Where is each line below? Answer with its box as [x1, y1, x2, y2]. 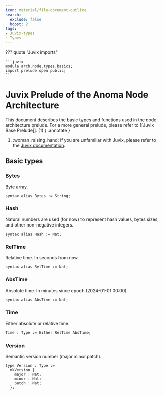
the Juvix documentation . [12, 142, 66, 148]
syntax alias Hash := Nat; [5, 232, 62, 237]
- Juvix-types [5, 31, 35, 36]
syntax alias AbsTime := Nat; [5, 297, 69, 303]
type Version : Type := [5, 363, 55, 368]
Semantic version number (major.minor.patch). [5, 353, 102, 359]
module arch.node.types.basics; [5, 64, 73, 69]
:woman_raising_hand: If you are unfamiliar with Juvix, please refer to [12, 137, 157, 143]
